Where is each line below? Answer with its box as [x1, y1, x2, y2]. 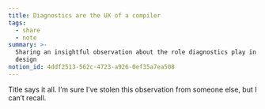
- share [15, 26, 41, 34]
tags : [8, 19, 26, 27]
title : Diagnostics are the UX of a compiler [8, 11, 161, 20]
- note [15, 33, 37, 42]
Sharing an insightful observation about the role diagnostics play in [15, 48, 257, 56]
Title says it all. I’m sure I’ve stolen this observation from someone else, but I [8, 85, 257, 94]
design [15, 56, 37, 64]
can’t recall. [8, 92, 47, 103]
